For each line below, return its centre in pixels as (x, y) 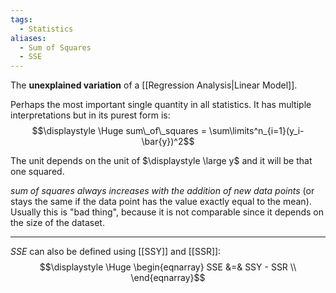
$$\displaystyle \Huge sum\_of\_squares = (119, 131)
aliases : (28, 38)
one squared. (37, 172)
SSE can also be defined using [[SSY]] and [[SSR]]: (116, 252)
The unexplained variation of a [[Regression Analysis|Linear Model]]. (154, 85)
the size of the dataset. (57, 223)
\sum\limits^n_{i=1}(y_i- (256, 131)
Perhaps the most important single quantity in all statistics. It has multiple (161, 105)
